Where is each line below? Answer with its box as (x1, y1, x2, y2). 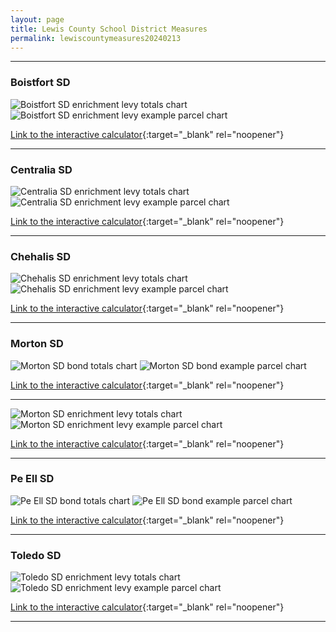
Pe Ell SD (10, 472, 55, 486)
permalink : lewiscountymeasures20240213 (10, 33, 182, 43)
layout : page (10, 14, 65, 25)
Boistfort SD (10, 76, 71, 90)
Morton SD (10, 337, 64, 351)
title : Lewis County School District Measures (10, 24, 208, 34)
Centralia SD (10, 162, 73, 176)
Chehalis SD (10, 249, 72, 263)
